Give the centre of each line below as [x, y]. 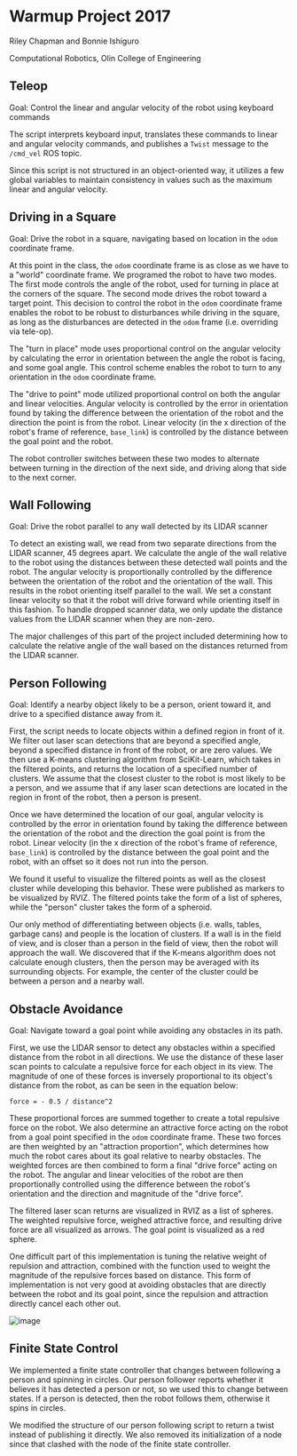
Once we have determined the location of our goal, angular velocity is [137, 815]
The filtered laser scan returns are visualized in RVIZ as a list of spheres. [141, 1211]
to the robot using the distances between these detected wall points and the [148, 562]
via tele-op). [31, 331]
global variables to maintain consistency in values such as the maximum [141, 179]
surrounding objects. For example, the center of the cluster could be [134, 972]
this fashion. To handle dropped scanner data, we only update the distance [146, 609]
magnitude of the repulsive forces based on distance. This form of [130, 1275]
